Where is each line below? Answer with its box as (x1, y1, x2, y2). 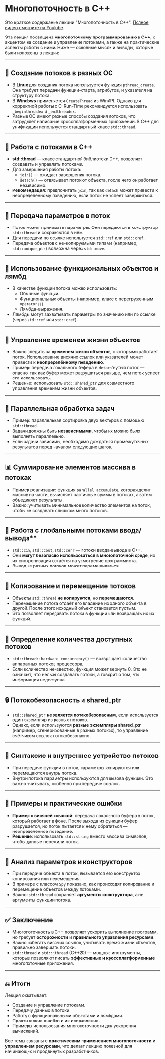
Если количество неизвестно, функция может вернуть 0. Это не (12, 666, 147, 672)
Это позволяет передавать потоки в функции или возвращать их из (12, 610, 154, 617)
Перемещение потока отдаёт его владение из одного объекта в (12, 600, 147, 606)
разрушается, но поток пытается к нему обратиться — (12, 823, 128, 829)
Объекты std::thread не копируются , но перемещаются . (12, 595, 134, 601)
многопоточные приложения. (12, 960, 75, 966)
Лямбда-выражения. (19, 306, 64, 312)
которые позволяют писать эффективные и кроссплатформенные (12, 955, 155, 961)
